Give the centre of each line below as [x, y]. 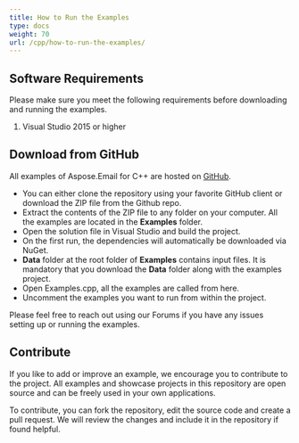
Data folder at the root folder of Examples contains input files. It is [144, 259]
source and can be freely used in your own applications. [112, 392]
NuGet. [35, 250]
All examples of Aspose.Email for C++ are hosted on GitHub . [120, 176]
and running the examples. [58, 110]
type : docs [29, 26]
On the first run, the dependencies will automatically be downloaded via [154, 241]
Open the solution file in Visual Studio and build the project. [131, 231]
